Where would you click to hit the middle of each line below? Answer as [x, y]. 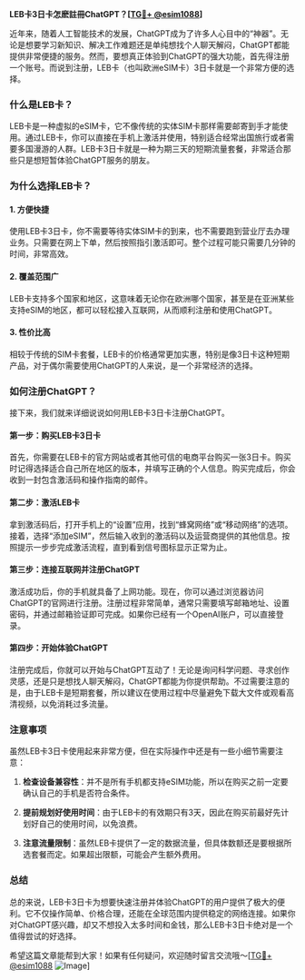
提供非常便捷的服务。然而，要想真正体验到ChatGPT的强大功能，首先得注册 [150, 56]
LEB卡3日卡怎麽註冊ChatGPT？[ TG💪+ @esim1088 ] [106, 14]
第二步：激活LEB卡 [44, 502]
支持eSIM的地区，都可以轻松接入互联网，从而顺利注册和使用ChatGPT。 [143, 310]
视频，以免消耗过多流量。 [65, 704]
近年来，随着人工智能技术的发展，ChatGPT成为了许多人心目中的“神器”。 [145, 34]
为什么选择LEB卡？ [51, 186]
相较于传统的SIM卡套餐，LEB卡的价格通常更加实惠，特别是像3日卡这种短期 [150, 354]
